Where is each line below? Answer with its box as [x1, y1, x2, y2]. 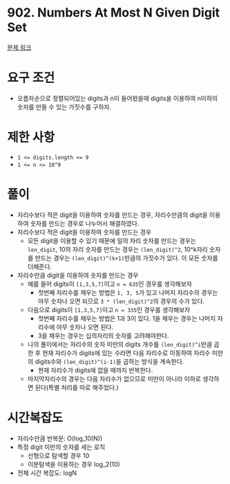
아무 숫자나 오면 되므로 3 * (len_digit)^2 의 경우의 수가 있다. [37, 297, 205, 305]
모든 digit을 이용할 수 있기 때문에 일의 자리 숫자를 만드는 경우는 [27, 236, 197, 244]
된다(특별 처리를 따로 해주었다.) [35, 383, 119, 391]
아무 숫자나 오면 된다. [56, 322, 114, 331]
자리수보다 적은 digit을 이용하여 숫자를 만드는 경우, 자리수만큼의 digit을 [17, 211, 209, 219]
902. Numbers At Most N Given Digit [7, 5, 220, 21]
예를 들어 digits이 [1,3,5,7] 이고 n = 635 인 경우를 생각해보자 [27, 280, 192, 288]
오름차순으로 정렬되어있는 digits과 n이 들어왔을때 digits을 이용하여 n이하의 [17, 94, 218, 102]
